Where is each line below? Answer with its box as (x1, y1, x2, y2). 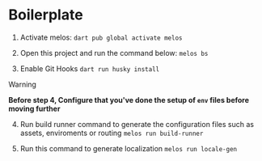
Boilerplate (8, 6, 83, 24)
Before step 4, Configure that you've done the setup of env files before (8, 95, 249, 104)
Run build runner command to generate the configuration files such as (19, 119, 255, 129)
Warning (8, 79, 36, 89)
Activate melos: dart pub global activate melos (19, 32, 183, 42)
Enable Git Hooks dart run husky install (19, 63, 160, 74)
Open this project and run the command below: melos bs (19, 48, 209, 57)
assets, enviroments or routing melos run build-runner (19, 128, 204, 138)
